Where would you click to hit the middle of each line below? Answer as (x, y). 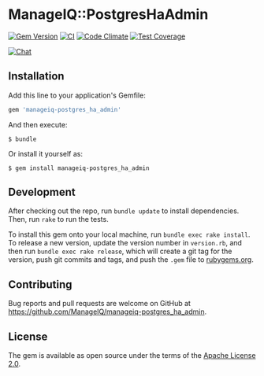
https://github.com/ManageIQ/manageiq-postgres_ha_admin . (108, 311)
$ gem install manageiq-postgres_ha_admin (79, 168)
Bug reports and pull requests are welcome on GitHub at (100, 304)
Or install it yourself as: (45, 153)
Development (42, 192)
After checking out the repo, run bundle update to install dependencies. (124, 211)
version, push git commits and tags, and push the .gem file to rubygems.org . (131, 260)
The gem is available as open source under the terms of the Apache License (132, 356)
